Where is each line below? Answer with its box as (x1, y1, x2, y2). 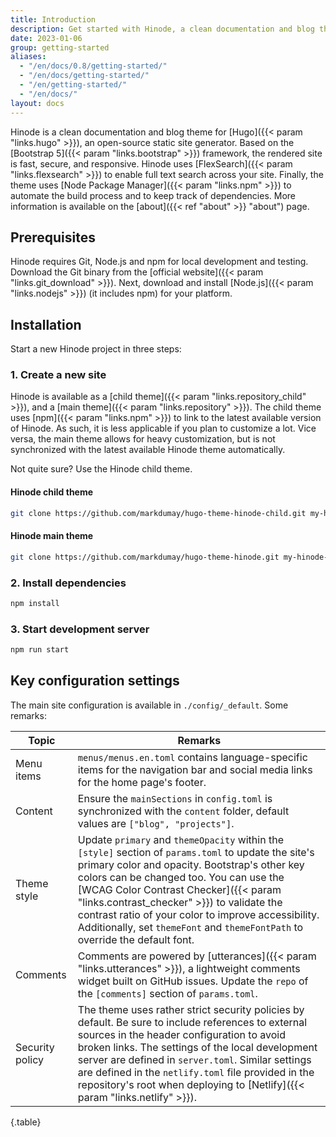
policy (15, 1052, 44, 1066)
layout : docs (10, 98, 65, 108)
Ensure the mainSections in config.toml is (77, 791, 273, 805)
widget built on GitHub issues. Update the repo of (77, 974, 309, 988)
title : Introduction (10, 14, 97, 25)
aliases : (10, 52, 47, 62)
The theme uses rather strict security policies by (77, 1002, 305, 1016)
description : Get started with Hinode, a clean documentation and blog (10, 24, 315, 34)
